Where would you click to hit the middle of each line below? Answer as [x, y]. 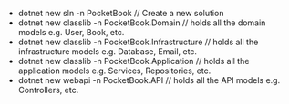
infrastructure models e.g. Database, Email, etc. [108, 52]
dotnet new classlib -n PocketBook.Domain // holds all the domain [142, 23]
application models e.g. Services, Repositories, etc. [114, 71]
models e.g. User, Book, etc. [71, 32]
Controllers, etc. [48, 90]
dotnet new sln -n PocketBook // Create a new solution [121, 13]
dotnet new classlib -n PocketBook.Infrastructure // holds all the [138, 42]
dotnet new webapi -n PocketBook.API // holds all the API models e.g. [149, 80]
